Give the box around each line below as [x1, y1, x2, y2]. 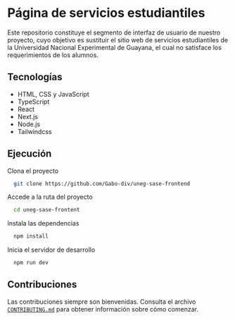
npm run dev [13, 259, 49, 266]
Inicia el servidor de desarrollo [7, 245, 96, 254]
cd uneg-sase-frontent [13, 207, 80, 214]
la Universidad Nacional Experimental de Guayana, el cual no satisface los [7, 43, 222, 51]
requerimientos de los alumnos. [7, 51, 99, 59]
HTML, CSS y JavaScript [17, 90, 89, 98]
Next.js [17, 112, 39, 121]
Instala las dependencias [7, 219, 80, 228]
